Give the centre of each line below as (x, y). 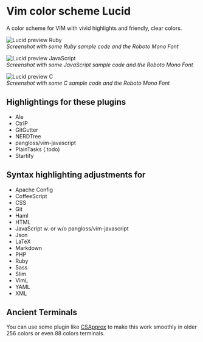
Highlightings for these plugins (66, 102)
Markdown (29, 248)
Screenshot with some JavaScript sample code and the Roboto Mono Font (100, 65)
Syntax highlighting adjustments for (76, 175)
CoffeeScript (31, 196)
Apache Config (34, 190)
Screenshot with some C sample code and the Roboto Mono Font (88, 83)
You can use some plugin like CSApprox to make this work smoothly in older (102, 327)
